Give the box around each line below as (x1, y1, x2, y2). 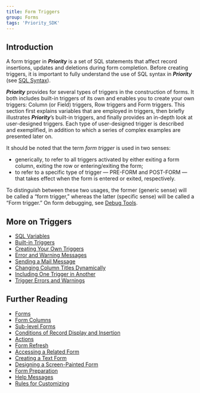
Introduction (6, 42, 54, 52)
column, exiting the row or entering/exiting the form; (14, 162, 143, 170)
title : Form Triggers (6, 8, 60, 15)
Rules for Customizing (14, 380, 70, 387)
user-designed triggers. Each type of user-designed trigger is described (6, 120, 184, 127)
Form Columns (14, 316, 51, 323)
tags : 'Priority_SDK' (6, 20, 60, 26)
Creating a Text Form (14, 354, 67, 361)
